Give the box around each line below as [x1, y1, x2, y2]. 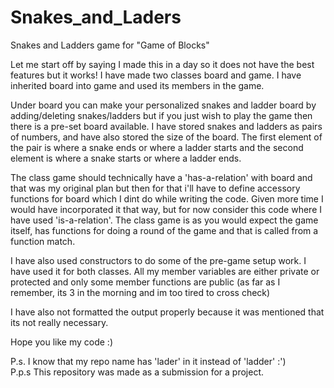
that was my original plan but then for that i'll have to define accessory [10, 182, 301, 194]
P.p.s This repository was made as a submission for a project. [10, 366, 264, 378]
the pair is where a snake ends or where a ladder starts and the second [10, 141, 304, 153]
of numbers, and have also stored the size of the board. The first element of [10, 131, 323, 143]
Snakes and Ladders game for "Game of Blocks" [10, 39, 210, 51]
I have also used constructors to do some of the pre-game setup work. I [10, 254, 307, 266]
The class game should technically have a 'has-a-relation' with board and [10, 171, 313, 183]
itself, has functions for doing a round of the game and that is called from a [10, 224, 319, 236]
